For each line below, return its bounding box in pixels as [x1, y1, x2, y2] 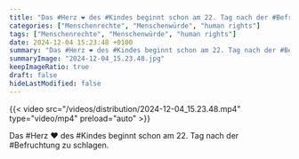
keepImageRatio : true [9, 63, 90, 72]
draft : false [9, 71, 58, 80]
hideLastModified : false [9, 79, 101, 88]
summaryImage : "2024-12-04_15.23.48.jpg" [9, 54, 166, 63]
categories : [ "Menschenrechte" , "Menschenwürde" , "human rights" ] [9, 21, 261, 30]
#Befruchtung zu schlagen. [9, 139, 109, 150]
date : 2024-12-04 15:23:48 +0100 [9, 37, 133, 47]
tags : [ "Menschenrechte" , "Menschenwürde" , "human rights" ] [9, 29, 238, 38]
